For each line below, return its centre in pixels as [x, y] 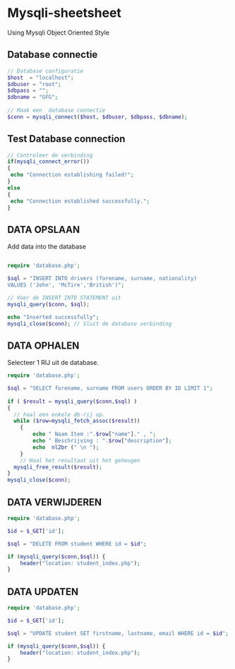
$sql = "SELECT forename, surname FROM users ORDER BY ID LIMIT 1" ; [110, 388]
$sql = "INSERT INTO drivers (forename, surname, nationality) [102, 279]
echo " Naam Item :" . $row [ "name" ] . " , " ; [95, 434]
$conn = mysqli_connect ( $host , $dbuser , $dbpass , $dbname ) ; [98, 117]
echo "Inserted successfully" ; [53, 317]
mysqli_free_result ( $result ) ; [58, 467]
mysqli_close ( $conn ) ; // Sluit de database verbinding [90, 324]
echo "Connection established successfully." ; [80, 201]
